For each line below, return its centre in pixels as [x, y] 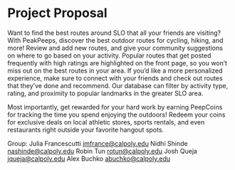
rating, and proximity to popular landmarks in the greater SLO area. [105, 93]
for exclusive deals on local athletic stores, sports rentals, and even [106, 122]
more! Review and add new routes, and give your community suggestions [115, 48]
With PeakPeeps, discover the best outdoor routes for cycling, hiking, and [115, 40]
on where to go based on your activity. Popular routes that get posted [109, 55]
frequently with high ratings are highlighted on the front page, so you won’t [117, 63]
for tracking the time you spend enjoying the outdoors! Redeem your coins [116, 115]
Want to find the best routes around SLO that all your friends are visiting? [114, 33]
